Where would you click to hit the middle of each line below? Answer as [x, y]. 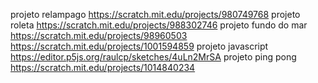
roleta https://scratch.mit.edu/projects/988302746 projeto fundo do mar [159, 25]
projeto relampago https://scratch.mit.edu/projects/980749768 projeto [155, 14]
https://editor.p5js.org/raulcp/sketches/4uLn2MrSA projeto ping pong [153, 57]
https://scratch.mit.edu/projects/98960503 [99, 35]
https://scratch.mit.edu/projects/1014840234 [103, 67]
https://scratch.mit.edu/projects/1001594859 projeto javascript [139, 46]
